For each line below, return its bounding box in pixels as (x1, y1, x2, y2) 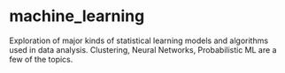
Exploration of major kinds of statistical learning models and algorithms (9, 35, 268, 46)
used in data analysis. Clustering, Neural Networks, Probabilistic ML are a (9, 44, 277, 55)
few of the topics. (9, 54, 73, 64)
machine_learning (9, 6, 145, 26)
